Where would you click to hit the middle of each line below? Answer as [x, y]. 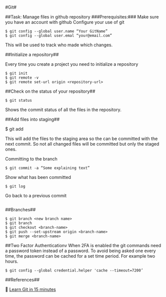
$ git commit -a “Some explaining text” [48, 168]
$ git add [14, 129]
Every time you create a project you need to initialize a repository [72, 64]
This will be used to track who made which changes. [59, 45]
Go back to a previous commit [36, 196]
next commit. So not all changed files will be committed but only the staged [82, 144]
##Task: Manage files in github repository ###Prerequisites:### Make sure [82, 17]
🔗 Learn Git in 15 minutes [31, 289]
